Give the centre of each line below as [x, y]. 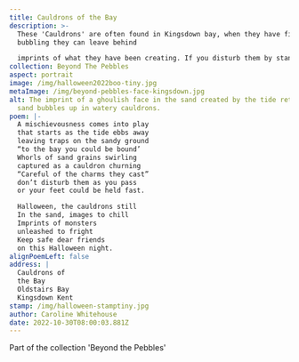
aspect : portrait [41, 75]
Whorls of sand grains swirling [77, 157]
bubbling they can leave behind [77, 42]
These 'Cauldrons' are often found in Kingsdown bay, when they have [149, 34]
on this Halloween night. [65, 248]
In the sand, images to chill [73, 215]
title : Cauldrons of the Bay [63, 17]
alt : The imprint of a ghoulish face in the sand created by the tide [143, 100]
